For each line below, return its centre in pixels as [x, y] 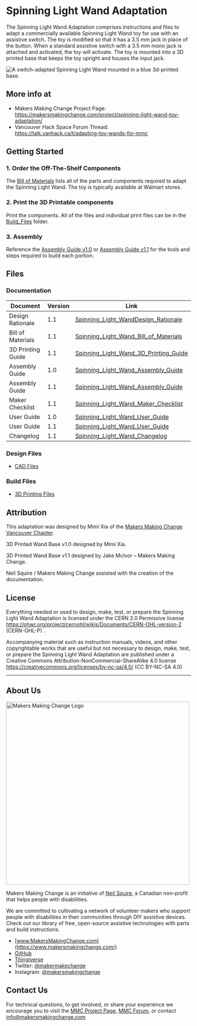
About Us [23, 691]
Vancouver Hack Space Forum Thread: [62, 127]
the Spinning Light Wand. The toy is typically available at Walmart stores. [94, 187]
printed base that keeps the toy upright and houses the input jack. [86, 58]
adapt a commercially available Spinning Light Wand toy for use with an [92, 33]
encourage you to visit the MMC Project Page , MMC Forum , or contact [91, 1010]
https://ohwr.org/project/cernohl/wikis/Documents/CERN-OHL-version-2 [94, 624]
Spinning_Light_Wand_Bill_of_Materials [129, 336]
